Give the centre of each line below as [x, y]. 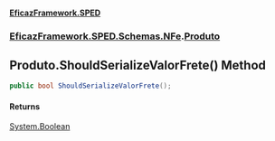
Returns [25, 106]
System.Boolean [40, 127]
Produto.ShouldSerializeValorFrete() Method [138, 65]
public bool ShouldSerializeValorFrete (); [90, 86]
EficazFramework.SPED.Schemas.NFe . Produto [115, 36]
